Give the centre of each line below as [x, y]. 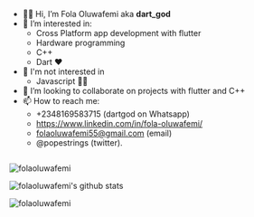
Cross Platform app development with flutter [118, 33]
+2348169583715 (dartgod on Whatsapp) [113, 114]
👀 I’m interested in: [57, 24]
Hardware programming [80, 42]
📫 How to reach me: [61, 101]
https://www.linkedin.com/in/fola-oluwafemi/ [119, 123]
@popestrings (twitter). [80, 143]
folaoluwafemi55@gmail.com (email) [104, 133]
